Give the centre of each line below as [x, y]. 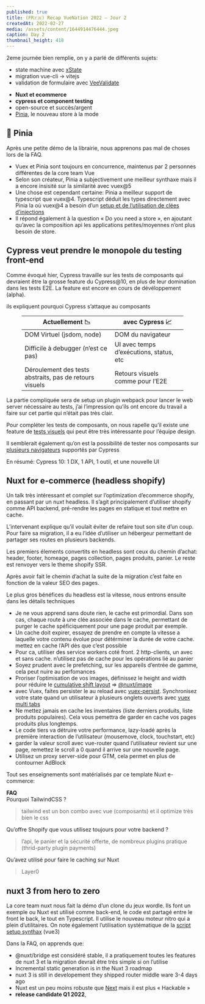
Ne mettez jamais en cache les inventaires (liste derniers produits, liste [104, 711]
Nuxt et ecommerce [41, 95]
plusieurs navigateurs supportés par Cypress [63, 450]
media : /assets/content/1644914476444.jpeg [63, 29]
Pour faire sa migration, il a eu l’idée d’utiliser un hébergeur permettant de [99, 534]
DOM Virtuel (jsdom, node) [63, 334]
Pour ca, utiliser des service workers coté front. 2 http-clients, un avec [104, 652]
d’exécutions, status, [144, 352]
